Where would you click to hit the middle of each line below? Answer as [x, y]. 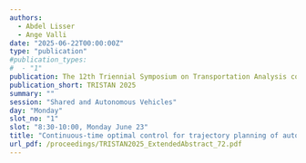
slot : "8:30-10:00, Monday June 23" [79, 128]
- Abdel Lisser [46, 26]
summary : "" [32, 93]
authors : [26, 18]
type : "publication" [49, 52]
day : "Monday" [36, 110]
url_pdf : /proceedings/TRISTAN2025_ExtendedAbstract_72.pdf [126, 144]
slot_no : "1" [34, 119]
